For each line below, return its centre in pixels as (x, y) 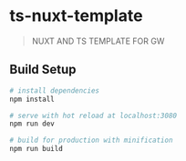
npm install (32, 99)
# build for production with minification (91, 141)
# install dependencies (55, 91)
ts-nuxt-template (76, 16)
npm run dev (32, 124)
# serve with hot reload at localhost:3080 (93, 116)
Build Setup (43, 70)
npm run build (36, 149)
